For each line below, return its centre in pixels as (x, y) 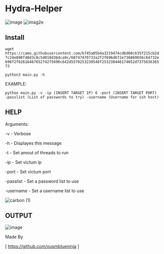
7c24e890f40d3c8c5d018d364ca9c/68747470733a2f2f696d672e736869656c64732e (82, 57)
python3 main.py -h (25, 75)
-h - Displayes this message (34, 143)
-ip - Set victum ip (23, 162)
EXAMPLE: (16, 84)
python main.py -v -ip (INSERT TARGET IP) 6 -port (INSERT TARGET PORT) (81, 93)
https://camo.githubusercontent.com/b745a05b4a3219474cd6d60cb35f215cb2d (82, 53)
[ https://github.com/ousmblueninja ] (42, 247)
